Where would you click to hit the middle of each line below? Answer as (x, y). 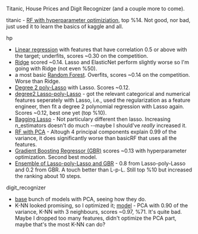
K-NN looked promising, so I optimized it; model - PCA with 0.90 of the (101, 205)
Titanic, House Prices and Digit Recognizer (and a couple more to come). (96, 9)
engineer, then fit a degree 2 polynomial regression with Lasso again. (99, 106)
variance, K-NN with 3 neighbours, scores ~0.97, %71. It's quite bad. (98, 212)
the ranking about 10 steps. (48, 176)
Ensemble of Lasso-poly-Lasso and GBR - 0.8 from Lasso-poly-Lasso (100, 163)
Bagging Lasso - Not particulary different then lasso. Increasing (92, 119)
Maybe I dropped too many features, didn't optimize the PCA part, (95, 218)
